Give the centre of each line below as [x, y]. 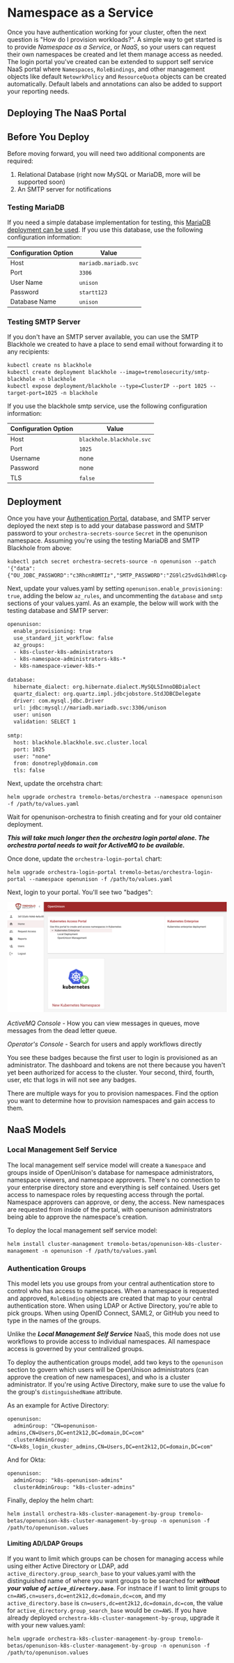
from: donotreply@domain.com [56, 764]
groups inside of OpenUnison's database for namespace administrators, [111, 1172]
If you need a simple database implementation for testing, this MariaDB [109, 222]
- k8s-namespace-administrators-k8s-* [70, 659]
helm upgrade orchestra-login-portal [62, 873]
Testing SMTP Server [44, 322]
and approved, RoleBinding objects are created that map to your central [110, 1298]
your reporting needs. [38, 91]
